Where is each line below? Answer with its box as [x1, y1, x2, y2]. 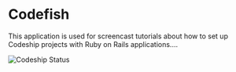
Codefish [8, 5, 70, 23]
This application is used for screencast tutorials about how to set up [8, 31, 228, 41]
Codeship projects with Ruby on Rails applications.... [8, 39, 179, 49]
